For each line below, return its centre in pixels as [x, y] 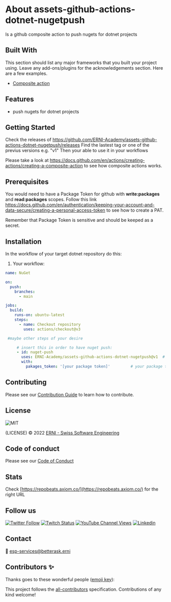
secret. [13, 225]
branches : [25, 292]
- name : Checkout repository [50, 324]
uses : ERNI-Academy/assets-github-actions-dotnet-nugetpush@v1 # [93, 357]
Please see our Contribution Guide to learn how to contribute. [70, 394]
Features [20, 99]
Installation [23, 241]
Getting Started [30, 127]
